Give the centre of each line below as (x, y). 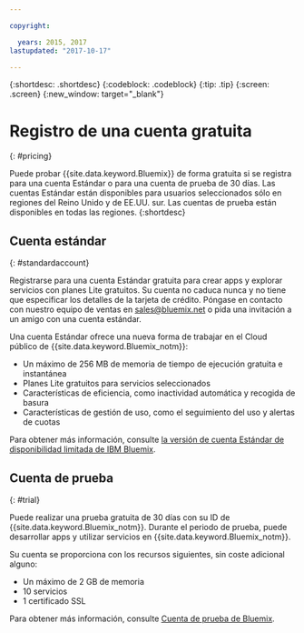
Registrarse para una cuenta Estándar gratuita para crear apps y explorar (146, 281)
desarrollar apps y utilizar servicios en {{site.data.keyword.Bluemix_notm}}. (150, 537)
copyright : (30, 25)
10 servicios (45, 591)
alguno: (24, 564)
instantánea (44, 374)
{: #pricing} (31, 156)
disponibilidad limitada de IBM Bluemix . (83, 449)
